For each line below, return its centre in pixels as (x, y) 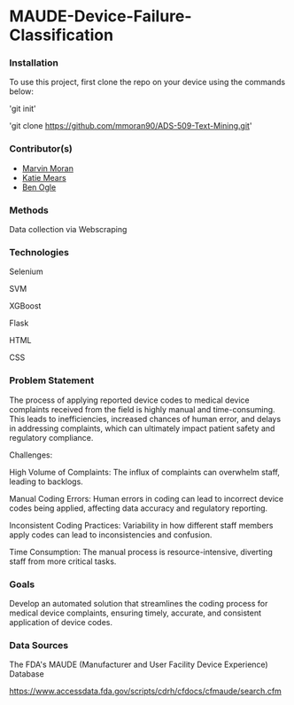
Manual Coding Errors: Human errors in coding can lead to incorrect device (147, 498)
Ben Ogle (39, 187)
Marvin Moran (47, 168)
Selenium (26, 271)
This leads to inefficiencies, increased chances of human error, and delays (145, 419)
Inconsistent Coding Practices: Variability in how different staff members (141, 525)
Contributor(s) (41, 149)
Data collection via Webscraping (68, 230)
